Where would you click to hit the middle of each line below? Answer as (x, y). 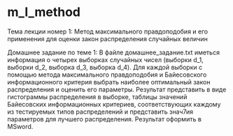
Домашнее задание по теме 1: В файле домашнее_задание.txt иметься (114, 52)
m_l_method (44, 12)
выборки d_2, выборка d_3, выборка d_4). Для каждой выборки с (105, 67)
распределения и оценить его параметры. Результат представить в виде (117, 89)
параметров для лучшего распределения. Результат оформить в (104, 119)
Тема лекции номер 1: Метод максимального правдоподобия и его (108, 31)
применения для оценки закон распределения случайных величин (107, 38)
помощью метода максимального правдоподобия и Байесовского (107, 75)
